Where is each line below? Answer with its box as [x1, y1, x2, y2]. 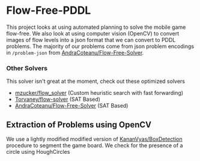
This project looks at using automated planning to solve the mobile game [6, 23, 186, 31]
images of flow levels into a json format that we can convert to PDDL [6, 36, 176, 43]
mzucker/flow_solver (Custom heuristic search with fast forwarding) [14, 90, 184, 97]
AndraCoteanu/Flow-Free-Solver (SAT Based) [14, 102, 129, 109]
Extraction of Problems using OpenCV [6, 120, 152, 130]
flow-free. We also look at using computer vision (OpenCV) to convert [6, 29, 180, 37]
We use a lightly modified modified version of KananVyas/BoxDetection [6, 136, 183, 143]
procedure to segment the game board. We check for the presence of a [6, 142, 183, 149]
